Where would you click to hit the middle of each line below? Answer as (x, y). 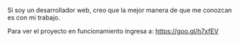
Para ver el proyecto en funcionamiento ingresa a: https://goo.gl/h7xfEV (113, 31)
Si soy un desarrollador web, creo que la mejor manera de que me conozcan (120, 10)
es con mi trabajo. (34, 17)
